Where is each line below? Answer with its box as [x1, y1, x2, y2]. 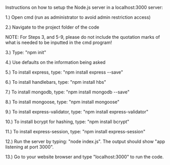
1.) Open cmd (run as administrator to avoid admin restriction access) [5, 14, 151, 20]
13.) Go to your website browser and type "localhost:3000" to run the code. [5, 154, 164, 160]
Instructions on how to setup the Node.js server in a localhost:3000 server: [5, 5, 163, 10]
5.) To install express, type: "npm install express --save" [5, 69, 124, 75]
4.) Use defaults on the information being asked [5, 59, 106, 65]
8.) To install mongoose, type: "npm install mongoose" [5, 99, 120, 105]
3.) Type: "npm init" [5, 50, 46, 55]
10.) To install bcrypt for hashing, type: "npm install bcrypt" [5, 119, 130, 125]
